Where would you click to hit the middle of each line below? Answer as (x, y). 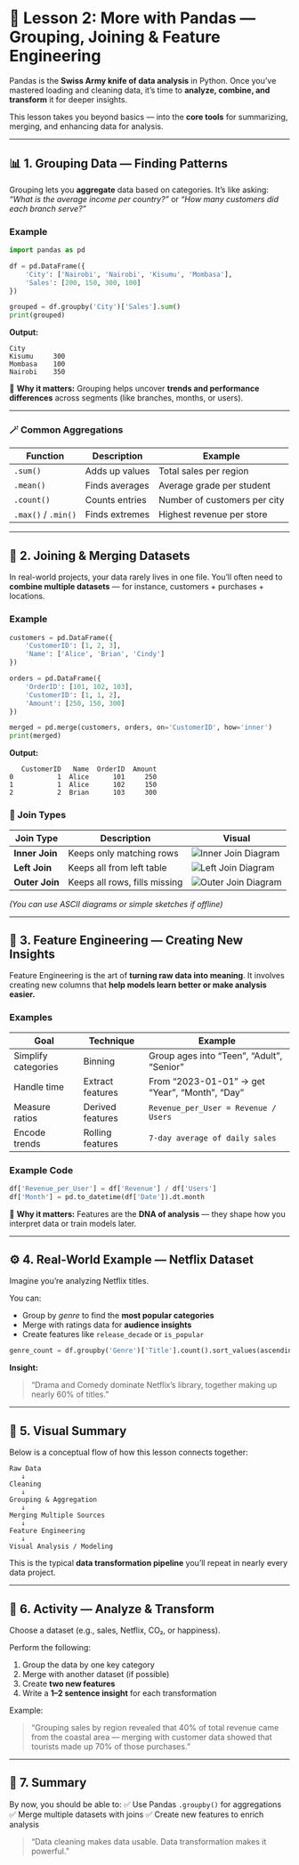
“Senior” (166, 1066)
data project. (32, 1573)
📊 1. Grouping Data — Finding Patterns (119, 164)
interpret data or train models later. (73, 1223)
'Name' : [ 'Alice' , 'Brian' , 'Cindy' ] (95, 654)
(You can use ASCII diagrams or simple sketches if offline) (116, 904)
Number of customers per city (222, 500)
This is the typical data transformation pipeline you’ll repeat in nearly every (149, 1563)
